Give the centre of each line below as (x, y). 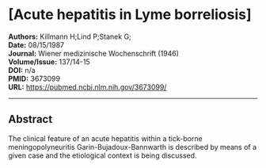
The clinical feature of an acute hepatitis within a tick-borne (106, 138)
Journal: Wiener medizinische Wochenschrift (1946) (94, 53)
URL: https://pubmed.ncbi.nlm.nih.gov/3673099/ (87, 87)
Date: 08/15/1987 (36, 44)
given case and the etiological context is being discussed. (103, 155)
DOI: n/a (22, 70)
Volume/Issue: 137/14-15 (49, 62)
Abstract (30, 119)
